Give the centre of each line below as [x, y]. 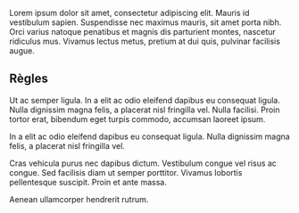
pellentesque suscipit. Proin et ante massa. [88, 182]
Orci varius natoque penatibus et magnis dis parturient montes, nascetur [143, 32]
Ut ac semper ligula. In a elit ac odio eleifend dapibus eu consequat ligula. [145, 100]
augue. [22, 51]
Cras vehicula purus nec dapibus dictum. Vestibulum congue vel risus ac [143, 163]
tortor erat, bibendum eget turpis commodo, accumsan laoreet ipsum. [137, 119]
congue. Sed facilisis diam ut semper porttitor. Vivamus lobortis [126, 172]
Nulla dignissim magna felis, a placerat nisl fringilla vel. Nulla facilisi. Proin [145, 110]
